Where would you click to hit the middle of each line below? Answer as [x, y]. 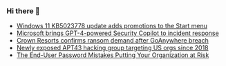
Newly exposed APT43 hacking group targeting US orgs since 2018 [112, 48]
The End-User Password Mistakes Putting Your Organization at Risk [113, 55]
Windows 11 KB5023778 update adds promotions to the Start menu [112, 26]
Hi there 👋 [23, 11]
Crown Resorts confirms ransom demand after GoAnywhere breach [112, 41]
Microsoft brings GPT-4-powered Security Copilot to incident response [117, 33]
